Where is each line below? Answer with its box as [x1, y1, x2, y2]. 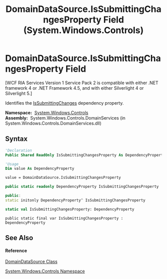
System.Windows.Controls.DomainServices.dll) [5, 120, 102, 126]
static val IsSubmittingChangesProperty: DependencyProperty [5, 207, 135, 212]
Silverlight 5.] [5, 90, 32, 96]
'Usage [5, 161, 19, 166]
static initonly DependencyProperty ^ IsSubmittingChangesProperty [5, 198, 146, 203]
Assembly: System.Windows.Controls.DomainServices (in [5, 115, 126, 121]
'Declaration [5, 148, 32, 153]
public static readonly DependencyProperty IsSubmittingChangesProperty [5, 184, 159, 189]
